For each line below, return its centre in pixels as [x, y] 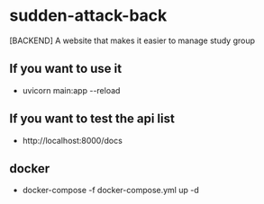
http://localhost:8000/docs [73, 140]
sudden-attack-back [88, 16]
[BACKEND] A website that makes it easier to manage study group [132, 40]
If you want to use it [66, 69]
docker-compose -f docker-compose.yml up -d [111, 191]
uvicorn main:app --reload [71, 90]
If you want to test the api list [92, 119]
